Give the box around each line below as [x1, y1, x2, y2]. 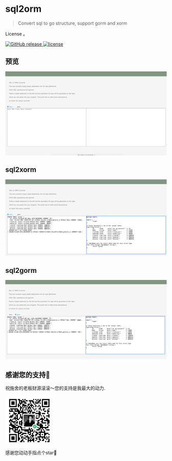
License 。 [5, 30, 28, 36]
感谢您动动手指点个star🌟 [5, 450, 57, 456]
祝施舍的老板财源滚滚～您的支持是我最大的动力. [5, 385, 106, 391]
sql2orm [5, 3, 42, 15]
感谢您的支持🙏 [5, 371, 50, 379]
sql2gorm [5, 266, 37, 275]
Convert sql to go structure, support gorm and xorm [17, 20, 127, 26]
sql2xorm [5, 165, 37, 174]
